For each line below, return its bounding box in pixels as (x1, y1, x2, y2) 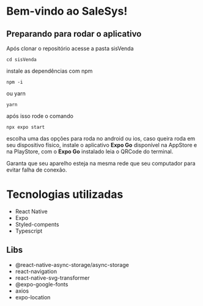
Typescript (15, 227, 43, 235)
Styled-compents (15, 220, 59, 228)
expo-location (15, 293, 51, 301)
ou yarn (6, 90, 26, 97)
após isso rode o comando (6, 112, 73, 120)
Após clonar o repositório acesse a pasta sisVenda (6, 45, 134, 52)
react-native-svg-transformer (15, 274, 90, 282)
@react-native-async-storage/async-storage (15, 261, 130, 268)
